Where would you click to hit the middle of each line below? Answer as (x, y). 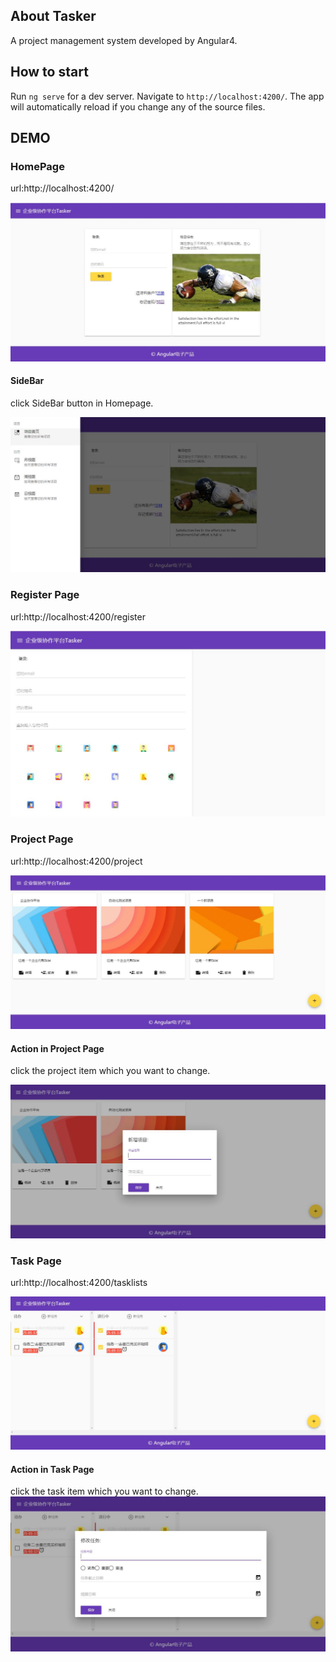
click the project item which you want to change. (110, 1071)
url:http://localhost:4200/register (78, 616)
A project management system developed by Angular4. (124, 40)
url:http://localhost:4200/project (76, 861)
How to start (49, 72)
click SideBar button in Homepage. (82, 403)
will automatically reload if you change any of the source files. (138, 106)
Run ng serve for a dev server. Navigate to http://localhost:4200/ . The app (167, 96)
